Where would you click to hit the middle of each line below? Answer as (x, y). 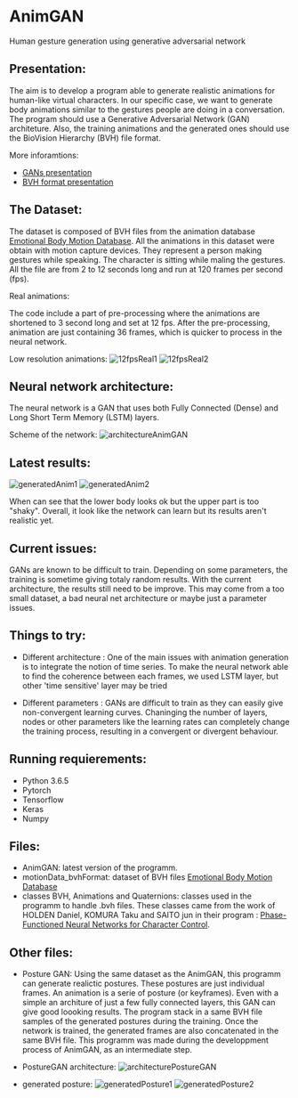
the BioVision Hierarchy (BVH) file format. (85, 138)
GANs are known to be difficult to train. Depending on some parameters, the (149, 570)
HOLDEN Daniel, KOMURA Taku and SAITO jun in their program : (140, 915)
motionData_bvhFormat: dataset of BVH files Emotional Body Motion (147, 877)
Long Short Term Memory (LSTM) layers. (85, 418)
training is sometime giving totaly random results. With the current (130, 579)
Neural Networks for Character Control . (138, 924)
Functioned (43, 924)
